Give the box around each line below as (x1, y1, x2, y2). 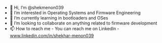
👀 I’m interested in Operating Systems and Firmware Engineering (9, 10, 141, 16)
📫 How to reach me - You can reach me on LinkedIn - (9, 26, 119, 31)
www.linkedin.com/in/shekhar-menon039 (9, 33, 94, 39)
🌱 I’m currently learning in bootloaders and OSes (9, 15, 108, 21)
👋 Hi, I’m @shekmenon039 (9, 5, 64, 10)
